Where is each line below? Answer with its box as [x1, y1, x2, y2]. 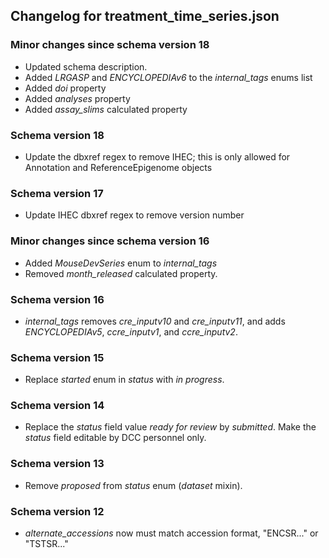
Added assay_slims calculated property [24, 103, 188, 115]
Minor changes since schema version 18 [10, 38, 210, 52]
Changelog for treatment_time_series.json [10, 8, 280, 25]
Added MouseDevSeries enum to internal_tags [24, 257, 218, 269]
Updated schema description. [24, 60, 148, 73]
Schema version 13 [10, 457, 105, 471]
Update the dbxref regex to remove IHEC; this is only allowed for [24, 150, 291, 163]
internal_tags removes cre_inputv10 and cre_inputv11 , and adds [24, 315, 286, 327]
